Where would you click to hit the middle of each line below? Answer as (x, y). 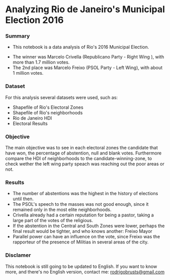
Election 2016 (35, 20)
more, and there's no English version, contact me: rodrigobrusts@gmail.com (85, 272)
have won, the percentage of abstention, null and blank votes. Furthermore (83, 153)
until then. (23, 199)
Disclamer (18, 255)
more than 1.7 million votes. (41, 63)
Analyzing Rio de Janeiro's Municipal (85, 9)
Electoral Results (30, 123)
